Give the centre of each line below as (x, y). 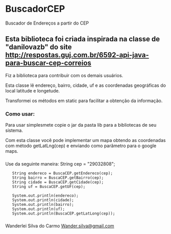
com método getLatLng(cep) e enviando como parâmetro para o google (81, 146)
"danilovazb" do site (39, 47)
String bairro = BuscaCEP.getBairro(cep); (58, 178)
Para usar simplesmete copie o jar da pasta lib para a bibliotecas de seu (81, 125)
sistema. (14, 130)
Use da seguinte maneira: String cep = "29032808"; (60, 163)
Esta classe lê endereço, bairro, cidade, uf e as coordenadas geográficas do (86, 85)
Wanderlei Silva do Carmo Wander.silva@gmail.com (60, 226)
